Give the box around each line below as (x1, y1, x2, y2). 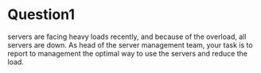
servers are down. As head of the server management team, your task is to (7, 40, 253, 49)
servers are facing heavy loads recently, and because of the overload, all (7, 32, 247, 41)
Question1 (7, 6, 75, 24)
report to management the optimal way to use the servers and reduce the (7, 48, 248, 58)
